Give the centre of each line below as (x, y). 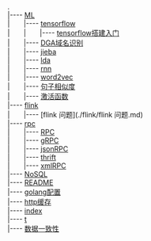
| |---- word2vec (40, 77)
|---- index (25, 211)
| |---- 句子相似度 (42, 86)
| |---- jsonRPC (38, 149)
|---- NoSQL (28, 174)
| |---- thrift (32, 157)
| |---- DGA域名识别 (45, 43)
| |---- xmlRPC (37, 166)
